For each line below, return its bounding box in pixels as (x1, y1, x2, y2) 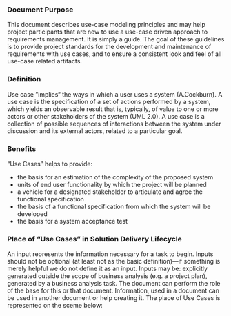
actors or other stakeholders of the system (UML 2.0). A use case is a (7, 112, 205, 120)
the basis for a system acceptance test (17, 217, 128, 225)
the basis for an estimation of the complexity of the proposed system (17, 172, 214, 181)
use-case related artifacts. (7, 57, 83, 66)
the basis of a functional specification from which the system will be (17, 202, 211, 210)
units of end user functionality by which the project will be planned (17, 180, 207, 188)
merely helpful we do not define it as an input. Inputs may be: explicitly (7, 264, 208, 273)
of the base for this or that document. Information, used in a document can (7, 286, 219, 295)
